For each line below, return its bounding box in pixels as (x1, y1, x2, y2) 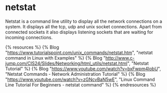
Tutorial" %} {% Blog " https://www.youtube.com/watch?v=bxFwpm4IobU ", (5, 65, 161, 72)
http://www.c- (105, 55, 135, 61)
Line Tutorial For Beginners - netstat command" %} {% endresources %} (5, 81, 156, 87)
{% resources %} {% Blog (5, 44, 60, 50)
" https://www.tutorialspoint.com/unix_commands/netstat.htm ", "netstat (5, 50, 153, 56)
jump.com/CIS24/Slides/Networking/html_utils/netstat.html (5, 60, 128, 66)
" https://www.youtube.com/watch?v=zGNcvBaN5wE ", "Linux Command (5, 76, 155, 82)
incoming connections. (5, 34, 53, 40)
